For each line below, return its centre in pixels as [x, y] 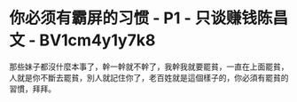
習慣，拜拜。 [32, 89]
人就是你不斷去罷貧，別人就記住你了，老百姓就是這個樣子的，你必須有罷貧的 [149, 77]
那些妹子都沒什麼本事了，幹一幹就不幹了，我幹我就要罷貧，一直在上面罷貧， [149, 67]
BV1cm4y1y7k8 [98, 40]
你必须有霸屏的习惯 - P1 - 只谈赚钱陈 [141, 18]
